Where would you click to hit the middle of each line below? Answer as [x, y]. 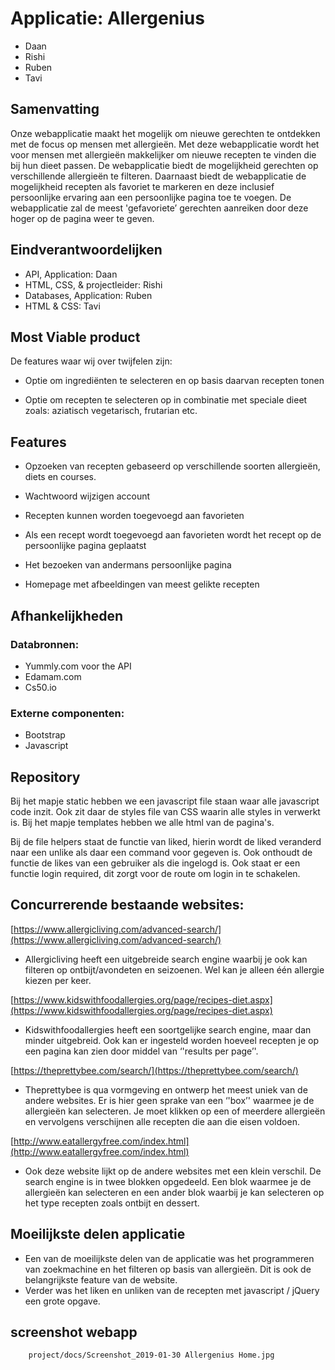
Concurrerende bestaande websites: [127, 905]
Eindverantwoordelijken [86, 250]
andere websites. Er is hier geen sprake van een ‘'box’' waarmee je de [169, 1100]
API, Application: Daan [71, 274]
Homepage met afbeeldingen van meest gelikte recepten [142, 584]
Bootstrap [45, 735]
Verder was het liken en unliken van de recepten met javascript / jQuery [172, 1290]
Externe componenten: [67, 713]
